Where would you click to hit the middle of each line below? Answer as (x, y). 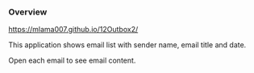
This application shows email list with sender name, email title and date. (127, 45)
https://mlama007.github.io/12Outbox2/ (73, 30)
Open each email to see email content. (72, 61)
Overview (28, 12)
